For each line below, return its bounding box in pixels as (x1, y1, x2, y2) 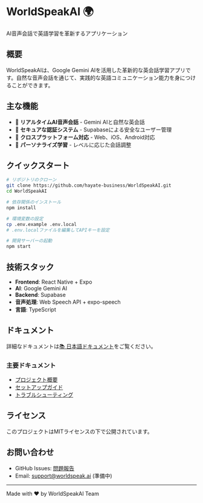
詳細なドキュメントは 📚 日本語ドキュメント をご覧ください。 (6, 342, 156, 350)
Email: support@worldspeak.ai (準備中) (14, 472, 113, 479)
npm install (6, 204, 36, 211)
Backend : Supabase (14, 291, 66, 298)
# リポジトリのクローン (6, 177, 57, 183)
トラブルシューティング (14, 391, 74, 399)
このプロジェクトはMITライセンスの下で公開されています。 (6, 428, 153, 435)
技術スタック (6, 262, 54, 272)
